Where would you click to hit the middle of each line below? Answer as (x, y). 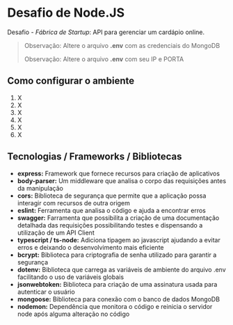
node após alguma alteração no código (73, 314)
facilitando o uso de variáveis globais (70, 277)
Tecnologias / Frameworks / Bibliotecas (95, 157)
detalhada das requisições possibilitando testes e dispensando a (110, 225)
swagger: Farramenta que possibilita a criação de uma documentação (118, 218)
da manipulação (40, 188)
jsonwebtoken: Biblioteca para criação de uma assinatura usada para (117, 284)
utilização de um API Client (56, 232)
